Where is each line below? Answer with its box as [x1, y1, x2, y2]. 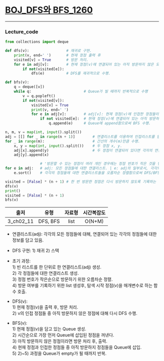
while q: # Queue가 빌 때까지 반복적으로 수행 [14, 89, 148, 94]
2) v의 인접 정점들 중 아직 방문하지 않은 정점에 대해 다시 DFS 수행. [12, 311, 138, 316]
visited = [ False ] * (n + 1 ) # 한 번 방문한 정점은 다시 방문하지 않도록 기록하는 [5, 179, 156, 184]
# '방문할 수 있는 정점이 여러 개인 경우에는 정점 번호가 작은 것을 [40, 161, 156, 167]
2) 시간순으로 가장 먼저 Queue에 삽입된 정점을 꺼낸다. [12, 332, 115, 338]
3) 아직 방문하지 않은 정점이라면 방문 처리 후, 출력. [12, 338, 107, 344]
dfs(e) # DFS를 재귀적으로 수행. [31, 71, 111, 76]
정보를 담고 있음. [12, 237, 44, 243]
